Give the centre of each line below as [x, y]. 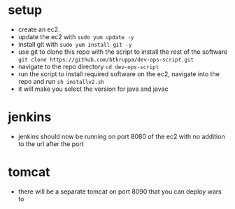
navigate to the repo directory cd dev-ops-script [88, 66]
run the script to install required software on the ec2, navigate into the [119, 74]
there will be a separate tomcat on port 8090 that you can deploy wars [120, 192]
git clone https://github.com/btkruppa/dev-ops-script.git [106, 59]
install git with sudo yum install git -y [75, 44]
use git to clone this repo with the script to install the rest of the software [123, 52]
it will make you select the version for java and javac [93, 89]
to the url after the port [51, 144]
